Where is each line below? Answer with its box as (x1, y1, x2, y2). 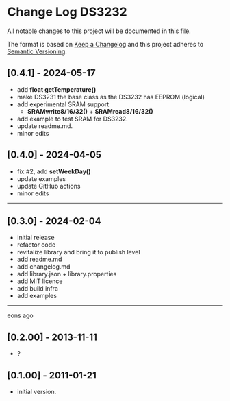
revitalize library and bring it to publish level (16, 248, 140, 256)
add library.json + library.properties (16, 270, 117, 278)
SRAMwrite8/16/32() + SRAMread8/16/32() (27, 107, 154, 115)
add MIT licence (16, 277, 63, 285)
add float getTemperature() (16, 85, 97, 93)
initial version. (16, 388, 57, 396)
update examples (16, 174, 66, 182)
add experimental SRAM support (16, 100, 110, 108)
